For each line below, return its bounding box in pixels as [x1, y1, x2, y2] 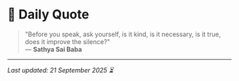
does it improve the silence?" [24, 37, 110, 45]
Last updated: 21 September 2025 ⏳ [7, 65, 114, 74]
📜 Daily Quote [7, 6, 90, 23]
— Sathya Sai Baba [24, 45, 83, 53]
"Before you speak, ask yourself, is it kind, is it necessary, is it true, [24, 30, 221, 38]
